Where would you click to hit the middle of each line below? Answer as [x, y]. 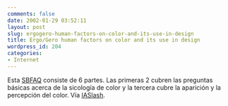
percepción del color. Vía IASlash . [56, 95]
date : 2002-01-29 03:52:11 [47, 20]
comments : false [31, 14]
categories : [25, 54]
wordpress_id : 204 [34, 47]
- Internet [23, 60]
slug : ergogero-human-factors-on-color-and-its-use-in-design [101, 34]
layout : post [26, 27]
